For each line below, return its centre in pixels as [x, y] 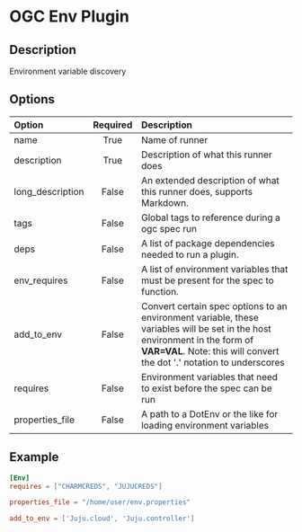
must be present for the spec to [207, 280]
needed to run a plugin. [190, 254]
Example [34, 457]
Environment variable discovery [68, 71]
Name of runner [174, 139]
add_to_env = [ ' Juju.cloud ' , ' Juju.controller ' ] [102, 519]
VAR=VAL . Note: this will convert [210, 350]
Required [113, 125]
